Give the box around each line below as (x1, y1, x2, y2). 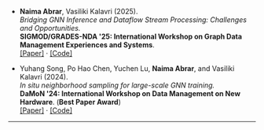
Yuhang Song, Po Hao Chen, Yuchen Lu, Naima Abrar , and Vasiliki (19, 64, 235, 73)
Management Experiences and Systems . (19, 40, 155, 50)
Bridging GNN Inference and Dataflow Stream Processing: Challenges (19, 15, 247, 24)
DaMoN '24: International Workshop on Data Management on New (19, 89, 241, 98)
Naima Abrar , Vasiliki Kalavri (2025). (19, 7, 138, 16)
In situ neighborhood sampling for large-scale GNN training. (19, 80, 215, 90)
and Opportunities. (19, 24, 81, 32)
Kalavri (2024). (19, 72, 68, 81)
